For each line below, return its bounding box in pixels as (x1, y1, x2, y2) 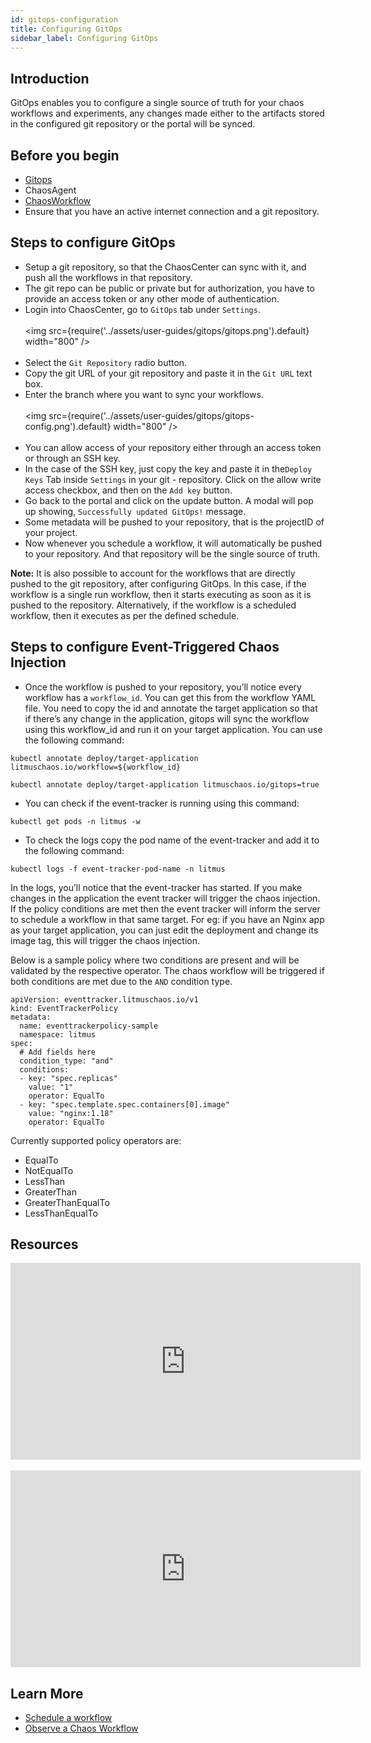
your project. (24, 526, 78, 538)
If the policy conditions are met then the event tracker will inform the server (10, 902, 321, 915)
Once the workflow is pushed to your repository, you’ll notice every (24, 681, 302, 693)
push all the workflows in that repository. (24, 271, 193, 283)
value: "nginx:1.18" (28, 1108, 114, 1118)
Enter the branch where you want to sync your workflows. (24, 388, 264, 400)
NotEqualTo (24, 1164, 74, 1176)
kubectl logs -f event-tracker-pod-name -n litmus (10, 864, 226, 874)
